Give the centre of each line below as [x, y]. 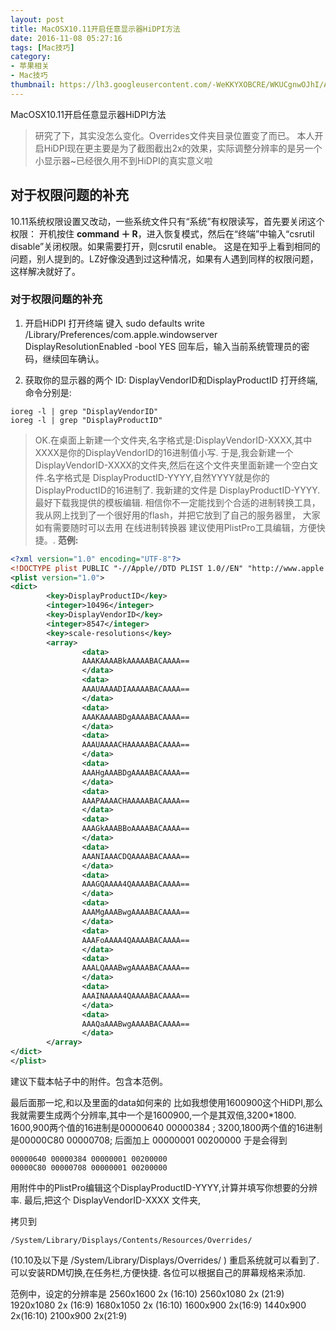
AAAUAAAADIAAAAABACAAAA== [135, 689]
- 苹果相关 [30, 66]
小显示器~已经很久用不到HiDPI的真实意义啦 [123, 160]
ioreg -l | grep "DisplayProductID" [86, 420]
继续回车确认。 [73, 358]
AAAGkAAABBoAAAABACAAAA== [135, 829]
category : [31, 57]
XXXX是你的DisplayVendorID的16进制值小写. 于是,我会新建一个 [164, 452]
